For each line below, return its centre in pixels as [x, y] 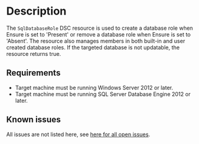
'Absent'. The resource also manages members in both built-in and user [96, 41]
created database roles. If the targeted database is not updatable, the [93, 47]
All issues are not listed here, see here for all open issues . [78, 134]
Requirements [33, 73]
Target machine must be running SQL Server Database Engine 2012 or [103, 94]
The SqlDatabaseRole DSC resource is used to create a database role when [99, 28]
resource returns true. [34, 53]
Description [36, 11]
